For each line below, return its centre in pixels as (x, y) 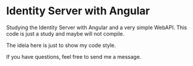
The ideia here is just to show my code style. (61, 45)
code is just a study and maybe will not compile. (65, 33)
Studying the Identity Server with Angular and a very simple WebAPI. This (96, 27)
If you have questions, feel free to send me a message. (74, 56)
